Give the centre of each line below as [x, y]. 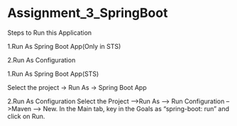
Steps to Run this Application [50, 33]
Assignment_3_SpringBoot [88, 13]
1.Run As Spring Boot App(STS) [53, 74]
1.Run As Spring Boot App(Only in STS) [64, 46]
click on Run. [26, 116]
